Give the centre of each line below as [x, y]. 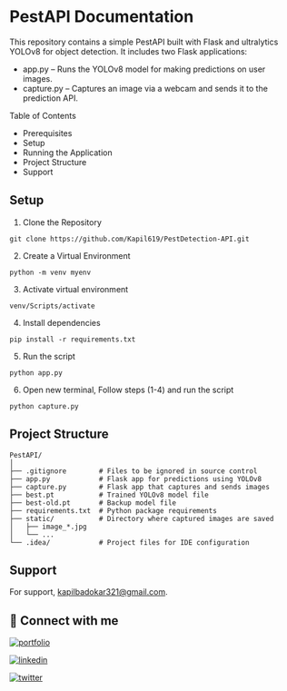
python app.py [36, 373]
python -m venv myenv [50, 272]
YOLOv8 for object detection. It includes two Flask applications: [129, 51]
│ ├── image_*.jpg [49, 527]
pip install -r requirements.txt [73, 339]
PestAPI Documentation [102, 17]
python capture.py [44, 406]
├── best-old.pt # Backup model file [93, 503]
